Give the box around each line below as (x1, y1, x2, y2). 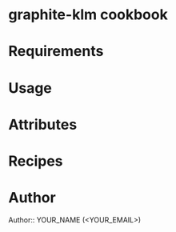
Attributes (8, 115, 78, 134)
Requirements (8, 42, 104, 61)
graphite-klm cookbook (8, 6, 168, 24)
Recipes (8, 152, 63, 170)
